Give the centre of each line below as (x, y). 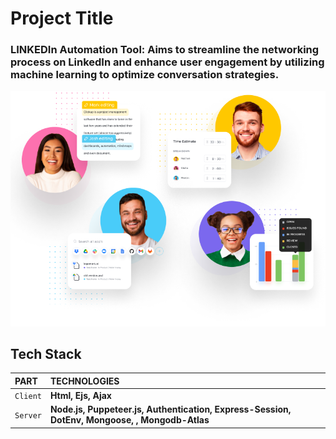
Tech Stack (46, 353)
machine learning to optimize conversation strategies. (145, 75)
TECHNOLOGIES (84, 381)
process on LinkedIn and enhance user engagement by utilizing (167, 62)
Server (28, 415)
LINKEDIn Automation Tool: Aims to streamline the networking (165, 50)
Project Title (62, 18)
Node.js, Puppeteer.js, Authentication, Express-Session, (170, 409)
